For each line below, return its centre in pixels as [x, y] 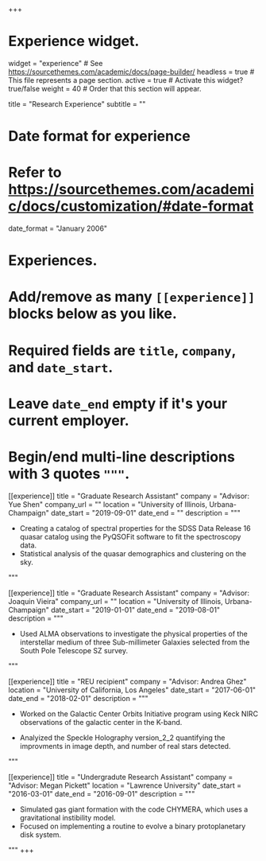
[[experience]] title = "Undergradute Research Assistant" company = [121, 777]
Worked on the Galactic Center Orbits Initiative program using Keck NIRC [139, 714]
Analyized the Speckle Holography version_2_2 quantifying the [122, 738]
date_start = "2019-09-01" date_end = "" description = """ [145, 512]
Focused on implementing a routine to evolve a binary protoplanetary [133, 826]
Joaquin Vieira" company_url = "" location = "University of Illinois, [116, 601]
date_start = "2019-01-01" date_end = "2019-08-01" [135, 610]
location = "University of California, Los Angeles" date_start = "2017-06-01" [132, 690]
